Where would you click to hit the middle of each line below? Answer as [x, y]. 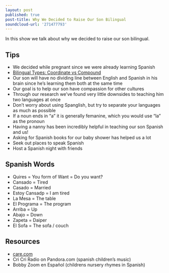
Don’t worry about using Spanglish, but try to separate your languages [87, 105]
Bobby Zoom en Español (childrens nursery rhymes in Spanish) [79, 265]
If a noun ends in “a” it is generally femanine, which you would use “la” [87, 116]
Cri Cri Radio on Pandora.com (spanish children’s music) [72, 259]
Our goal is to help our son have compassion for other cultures [78, 89]
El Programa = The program [42, 204]
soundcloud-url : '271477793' [36, 24]
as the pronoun [29, 121]
